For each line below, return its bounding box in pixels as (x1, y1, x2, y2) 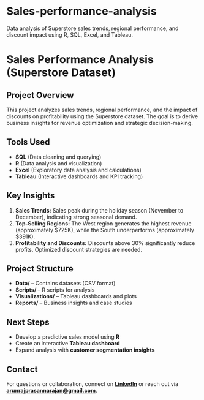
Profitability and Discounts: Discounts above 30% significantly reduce (15, 239, 195, 246)
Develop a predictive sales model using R (15, 333, 119, 341)
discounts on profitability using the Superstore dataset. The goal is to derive (6, 112, 198, 120)
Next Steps (6, 317, 50, 327)
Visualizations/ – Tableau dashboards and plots (15, 293, 137, 300)
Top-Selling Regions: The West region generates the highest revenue (15, 219, 192, 227)
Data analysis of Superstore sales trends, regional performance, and (6, 25, 179, 32)
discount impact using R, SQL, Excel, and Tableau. (6, 31, 134, 38)
